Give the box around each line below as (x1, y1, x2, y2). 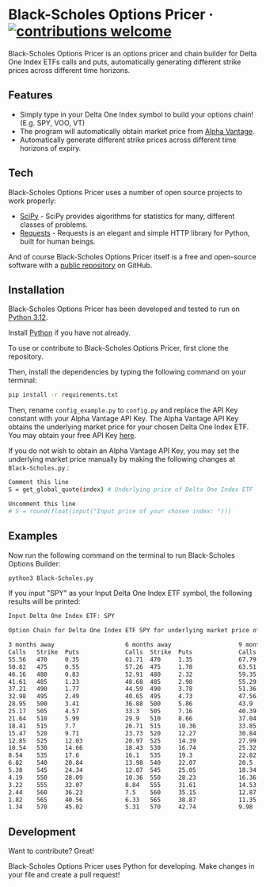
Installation (8, 283, 65, 297)
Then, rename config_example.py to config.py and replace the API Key (8, 405, 238, 415)
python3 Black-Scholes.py (8, 574, 93, 582)
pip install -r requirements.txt (8, 391, 119, 399)
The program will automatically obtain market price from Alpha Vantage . (19, 126, 255, 136)
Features (8, 89, 53, 102)
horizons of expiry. (19, 143, 82, 152)
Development (8, 825, 77, 839)
